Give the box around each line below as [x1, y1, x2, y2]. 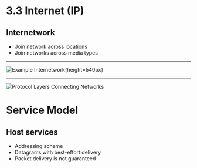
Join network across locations [14, 43, 88, 50]
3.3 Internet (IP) [6, 4, 84, 18]
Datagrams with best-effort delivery [14, 149, 101, 156]
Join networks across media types [14, 49, 98, 56]
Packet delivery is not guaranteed [14, 155, 96, 162]
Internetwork [6, 28, 55, 38]
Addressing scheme [14, 143, 63, 149]
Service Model [6, 104, 79, 117]
